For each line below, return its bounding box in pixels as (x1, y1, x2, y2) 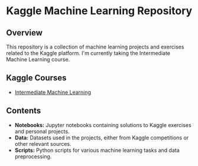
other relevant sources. (14, 140, 72, 147)
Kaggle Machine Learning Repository (6, 4, 193, 18)
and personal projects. (14, 128, 70, 135)
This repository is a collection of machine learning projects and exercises (6, 43, 184, 50)
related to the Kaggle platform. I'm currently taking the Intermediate (6, 50, 170, 57)
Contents (6, 106, 41, 116)
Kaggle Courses (6, 73, 67, 83)
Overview (6, 28, 43, 38)
